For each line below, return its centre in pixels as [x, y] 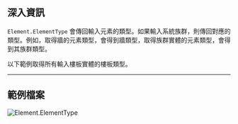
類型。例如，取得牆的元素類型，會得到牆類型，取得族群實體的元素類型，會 [116, 40]
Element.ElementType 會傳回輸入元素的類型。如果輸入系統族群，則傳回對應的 [119, 31]
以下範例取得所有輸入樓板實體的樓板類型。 [69, 64]
